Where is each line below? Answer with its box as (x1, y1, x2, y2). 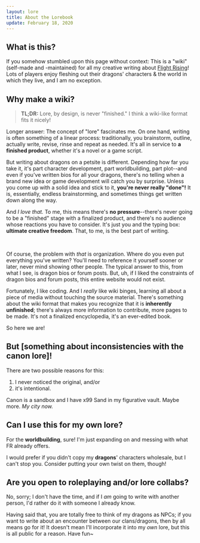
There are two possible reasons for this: (6, 367, 104, 374)
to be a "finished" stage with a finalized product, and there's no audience (6, 214, 186, 222)
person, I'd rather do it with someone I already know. (6, 499, 136, 507)
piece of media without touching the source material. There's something (6, 294, 184, 300)
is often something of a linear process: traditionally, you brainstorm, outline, (6, 134, 192, 141)
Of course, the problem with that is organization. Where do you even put (6, 250, 184, 257)
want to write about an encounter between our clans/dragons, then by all (6, 517, 186, 524)
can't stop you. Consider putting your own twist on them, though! (6, 460, 167, 467)
